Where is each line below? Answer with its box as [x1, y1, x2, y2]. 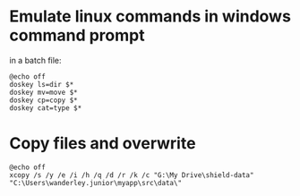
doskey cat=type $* [9, 103, 82, 113]
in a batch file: [9, 55, 62, 65]
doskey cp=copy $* [9, 96, 78, 105]
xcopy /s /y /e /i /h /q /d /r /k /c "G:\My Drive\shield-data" [9, 170, 254, 180]
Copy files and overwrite [9, 133, 196, 154]
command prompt [9, 25, 145, 46]
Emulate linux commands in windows [9, 6, 291, 27]
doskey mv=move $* [9, 88, 78, 97]
